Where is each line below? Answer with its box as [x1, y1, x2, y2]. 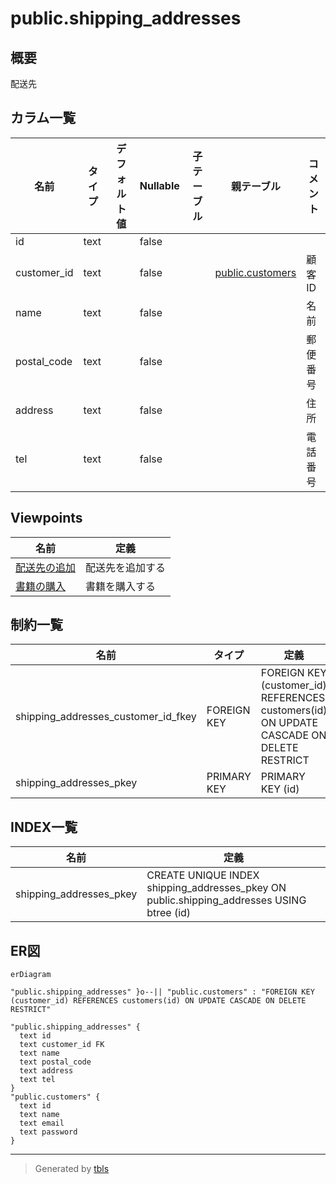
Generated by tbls [34, 1163, 110, 1175]
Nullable [139, 178, 180, 192]
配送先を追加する [85, 560, 167, 574]
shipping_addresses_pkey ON [146, 881, 287, 895]
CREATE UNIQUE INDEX [146, 868, 260, 882]
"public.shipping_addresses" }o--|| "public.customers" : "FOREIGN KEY [10, 987, 315, 997]
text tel [19, 1075, 56, 1085]
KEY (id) [260, 782, 300, 796]
